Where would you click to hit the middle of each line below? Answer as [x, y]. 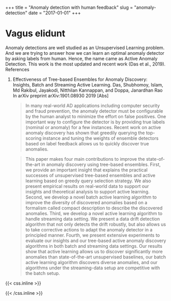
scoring [33, 138]
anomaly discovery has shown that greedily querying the [85, 133]
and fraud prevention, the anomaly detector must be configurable [94, 111]
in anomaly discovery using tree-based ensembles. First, [101, 164]
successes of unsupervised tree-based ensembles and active [90, 175]
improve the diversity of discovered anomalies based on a [86, 202]
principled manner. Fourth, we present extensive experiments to [93, 235]
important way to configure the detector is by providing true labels [95, 122]
